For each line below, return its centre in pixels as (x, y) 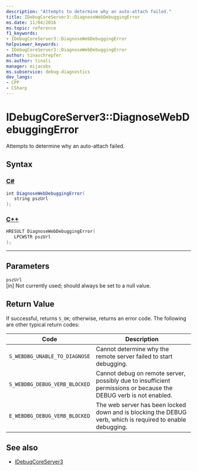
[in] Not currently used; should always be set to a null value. (79, 285)
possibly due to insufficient (133, 380)
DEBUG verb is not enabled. (134, 395)
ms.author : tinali (28, 61)
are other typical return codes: (43, 325)
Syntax (19, 164)
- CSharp (17, 88)
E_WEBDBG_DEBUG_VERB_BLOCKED (50, 416)
